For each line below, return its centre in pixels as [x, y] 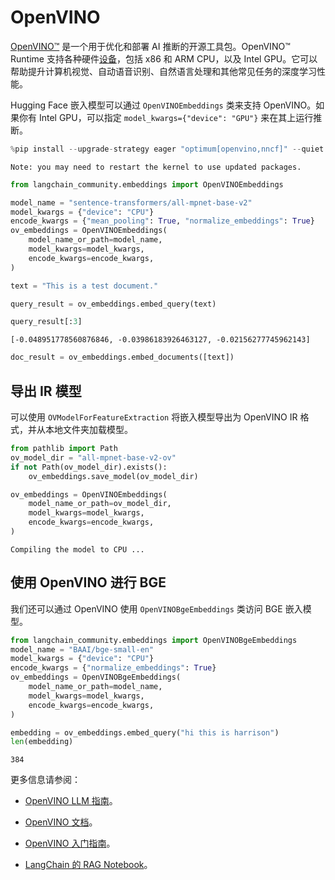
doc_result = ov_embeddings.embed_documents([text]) [122, 357]
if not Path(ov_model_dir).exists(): [89, 467]
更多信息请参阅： [45, 780]
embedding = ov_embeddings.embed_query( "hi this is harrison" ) [145, 732]
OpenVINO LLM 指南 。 [71, 801]
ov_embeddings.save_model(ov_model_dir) [113, 476]
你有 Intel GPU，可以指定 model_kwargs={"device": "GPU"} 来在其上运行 [166, 117]
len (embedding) [42, 742]
